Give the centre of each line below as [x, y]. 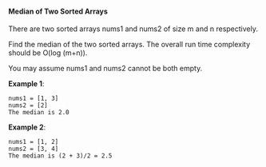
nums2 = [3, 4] [34, 149]
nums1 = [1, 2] [34, 142]
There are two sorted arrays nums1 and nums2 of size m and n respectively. [133, 29]
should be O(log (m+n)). [48, 53]
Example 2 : [27, 127]
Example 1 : [26, 84]
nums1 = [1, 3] [34, 99]
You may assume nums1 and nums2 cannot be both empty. [105, 69]
